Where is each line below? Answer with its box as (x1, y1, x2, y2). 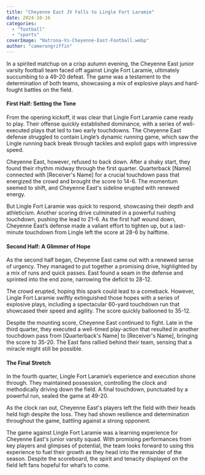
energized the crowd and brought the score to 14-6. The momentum (6, 178, 178, 185)
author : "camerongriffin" (6, 44, 72, 50)
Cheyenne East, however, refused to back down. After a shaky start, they (6, 158, 191, 165)
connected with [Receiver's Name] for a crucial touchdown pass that (6, 171, 180, 178)
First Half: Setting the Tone (6, 100, 76, 107)
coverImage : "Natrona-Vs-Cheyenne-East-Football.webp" (6, 37, 149, 44)
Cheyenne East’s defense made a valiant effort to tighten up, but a (6, 222, 173, 230)
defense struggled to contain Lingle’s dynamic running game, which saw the (6, 133, 199, 141)
